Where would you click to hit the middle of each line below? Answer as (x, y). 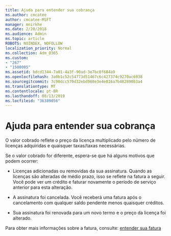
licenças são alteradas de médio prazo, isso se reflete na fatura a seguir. (89, 176)
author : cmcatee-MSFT (28, 19)
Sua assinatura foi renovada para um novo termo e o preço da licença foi (89, 213)
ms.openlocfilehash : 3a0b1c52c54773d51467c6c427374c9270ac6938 (74, 77)
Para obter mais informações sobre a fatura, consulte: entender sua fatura (83, 228)
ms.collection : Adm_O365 (32, 53)
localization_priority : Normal (39, 48)
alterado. (22, 218)
